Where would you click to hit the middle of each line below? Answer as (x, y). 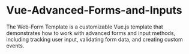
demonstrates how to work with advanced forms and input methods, (91, 33)
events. (15, 46)
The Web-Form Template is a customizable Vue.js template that (85, 27)
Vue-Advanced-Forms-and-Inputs (94, 10)
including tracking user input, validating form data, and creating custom (94, 39)
